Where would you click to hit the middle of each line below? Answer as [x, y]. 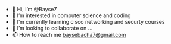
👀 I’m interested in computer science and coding [71, 15]
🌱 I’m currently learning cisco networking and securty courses [88, 22]
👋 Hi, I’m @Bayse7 [34, 9]
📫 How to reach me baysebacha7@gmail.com [69, 35]
